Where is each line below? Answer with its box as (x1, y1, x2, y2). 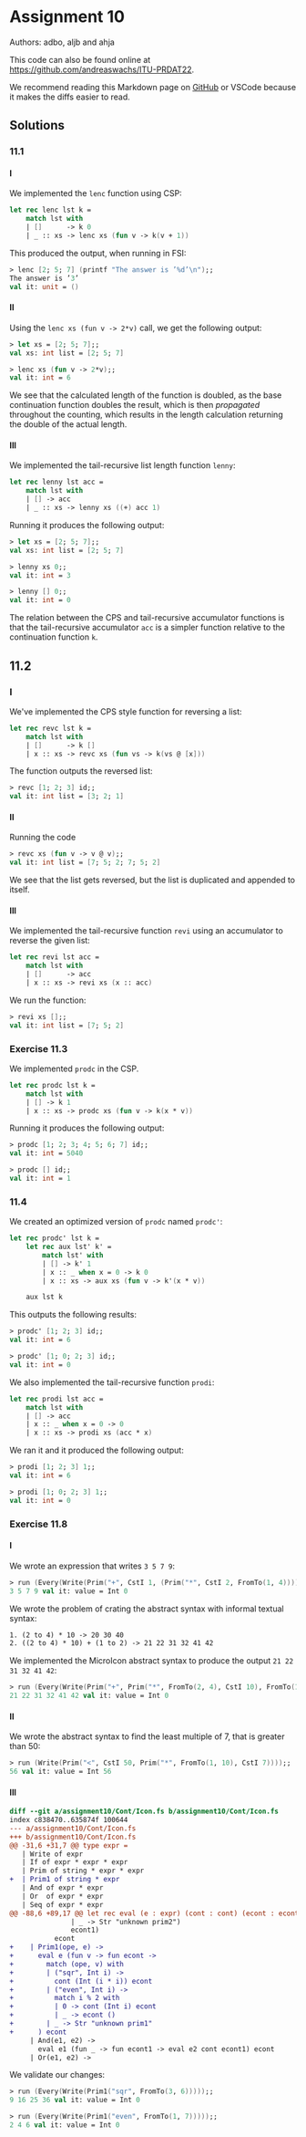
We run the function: (9, 995, 87, 1006)
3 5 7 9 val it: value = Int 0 (9, 1586, 128, 1596)
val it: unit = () (9, 282, 79, 291)
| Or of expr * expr (21, 1892, 104, 1901)
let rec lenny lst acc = (9, 477, 104, 487)
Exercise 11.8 (9, 1517, 68, 1530)
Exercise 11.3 (9, 1042, 68, 1055)
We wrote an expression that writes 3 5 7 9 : (9, 1560, 176, 1571)
